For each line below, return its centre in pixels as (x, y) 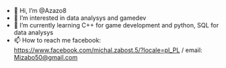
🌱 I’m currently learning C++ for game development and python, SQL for (116, 25)
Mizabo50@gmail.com (45, 57)
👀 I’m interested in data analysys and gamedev (80, 18)
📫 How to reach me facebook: (57, 40)
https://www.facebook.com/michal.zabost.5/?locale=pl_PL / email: (108, 50)
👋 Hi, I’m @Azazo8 (40, 11)
